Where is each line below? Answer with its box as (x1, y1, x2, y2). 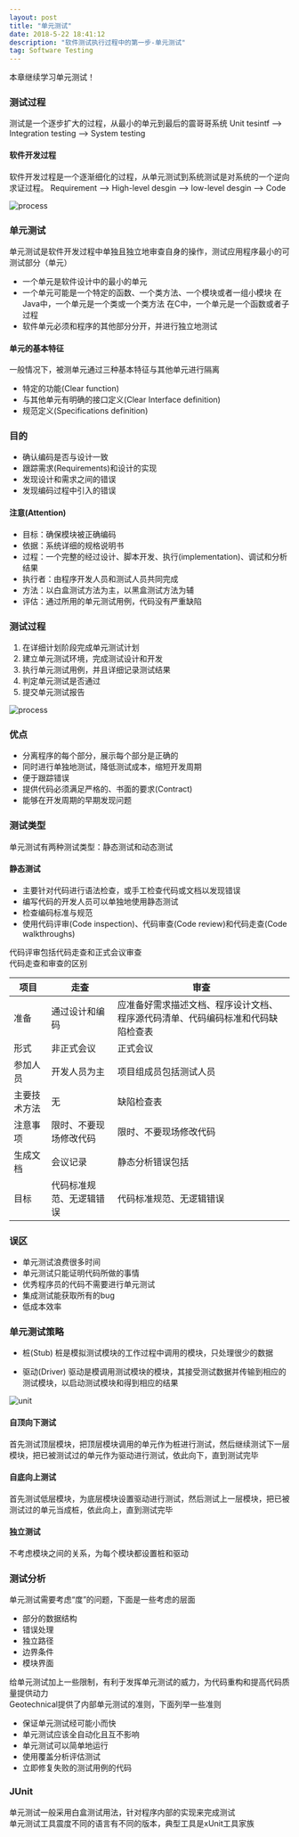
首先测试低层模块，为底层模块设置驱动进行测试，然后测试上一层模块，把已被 (9, 1493, 290, 1504)
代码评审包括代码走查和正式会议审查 (9, 947, 142, 957)
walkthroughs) (21, 928, 76, 939)
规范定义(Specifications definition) (21, 406, 149, 416)
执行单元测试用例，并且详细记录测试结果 (21, 664, 171, 675)
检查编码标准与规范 (21, 906, 93, 918)
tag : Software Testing (9, 46, 93, 55)
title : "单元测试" (9, 21, 73, 30)
